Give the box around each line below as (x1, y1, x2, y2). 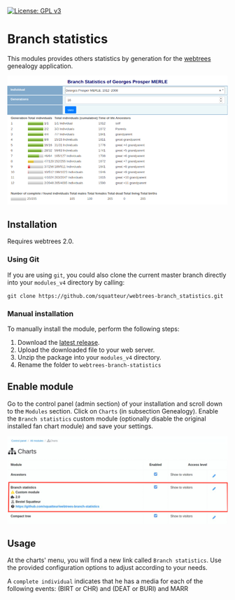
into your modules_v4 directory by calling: (7, 278, 124, 287)
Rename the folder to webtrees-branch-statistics (17, 360, 162, 369)
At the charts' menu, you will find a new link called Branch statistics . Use (7, 556, 222, 564)
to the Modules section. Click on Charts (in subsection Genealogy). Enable (7, 407, 219, 415)
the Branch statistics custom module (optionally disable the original (7, 414, 206, 423)
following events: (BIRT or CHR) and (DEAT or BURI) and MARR (7, 585, 189, 593)
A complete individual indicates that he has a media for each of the (7, 577, 204, 585)
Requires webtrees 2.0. (7, 237, 74, 245)
